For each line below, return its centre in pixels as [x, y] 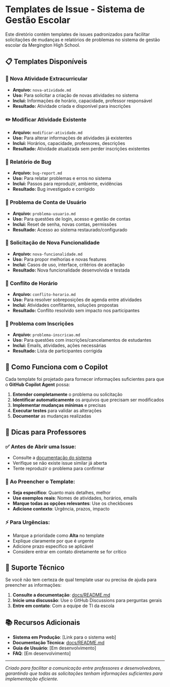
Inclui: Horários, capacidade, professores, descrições [69, 143]
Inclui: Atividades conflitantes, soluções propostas [66, 305]
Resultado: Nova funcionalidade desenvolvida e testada [71, 270]
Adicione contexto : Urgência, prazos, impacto [61, 509]
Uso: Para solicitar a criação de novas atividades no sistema [75, 95]
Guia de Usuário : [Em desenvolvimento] [54, 648]
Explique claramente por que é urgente [53, 541]
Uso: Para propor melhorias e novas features [59, 259]
